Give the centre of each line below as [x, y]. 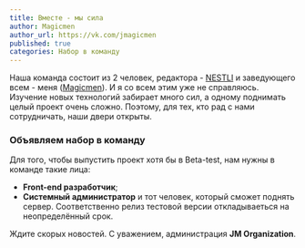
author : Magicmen [42, 26]
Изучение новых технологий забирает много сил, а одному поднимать [148, 98]
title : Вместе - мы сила [56, 18]
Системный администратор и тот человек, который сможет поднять [158, 197]
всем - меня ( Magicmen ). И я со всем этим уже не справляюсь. [134, 88]
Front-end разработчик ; [70, 187]
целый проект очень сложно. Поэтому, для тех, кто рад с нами [132, 107]
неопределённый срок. [68, 216]
